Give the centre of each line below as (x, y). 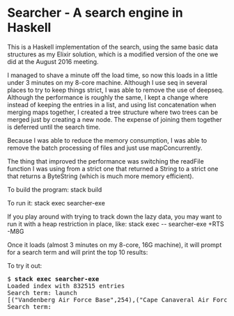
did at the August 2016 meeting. (53, 61)
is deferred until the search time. (54, 127)
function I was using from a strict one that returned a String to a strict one (113, 168)
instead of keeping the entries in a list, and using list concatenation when (112, 104)
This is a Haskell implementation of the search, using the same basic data (112, 47)
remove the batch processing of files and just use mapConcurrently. (105, 148)
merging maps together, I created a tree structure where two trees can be (112, 112)
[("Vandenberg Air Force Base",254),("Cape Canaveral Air (108, 300)
